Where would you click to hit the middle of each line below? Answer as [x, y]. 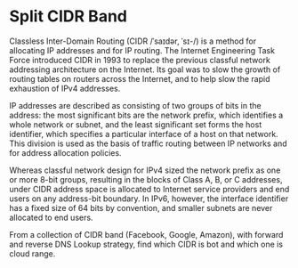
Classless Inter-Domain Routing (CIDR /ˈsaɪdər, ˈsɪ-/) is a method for [133, 41]
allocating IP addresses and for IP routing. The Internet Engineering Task [142, 50]
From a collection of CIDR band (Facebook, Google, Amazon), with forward [146, 234]
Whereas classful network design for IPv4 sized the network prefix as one [145, 170]
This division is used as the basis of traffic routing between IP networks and [148, 143]
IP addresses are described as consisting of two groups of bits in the [135, 105]
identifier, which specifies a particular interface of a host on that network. [144, 134]
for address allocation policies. [65, 152]
